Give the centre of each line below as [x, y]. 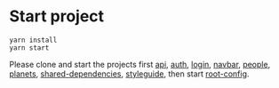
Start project [57, 16]
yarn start [29, 48]
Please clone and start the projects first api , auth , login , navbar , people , [140, 64]
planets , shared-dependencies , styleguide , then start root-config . [129, 74]
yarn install [33, 40]
